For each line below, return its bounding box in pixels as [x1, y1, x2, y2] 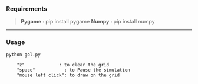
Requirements [6, 5, 48, 13]
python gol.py [6, 52, 41, 58]
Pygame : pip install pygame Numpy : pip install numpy [20, 18, 155, 25]
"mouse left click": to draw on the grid [16, 72, 120, 78]
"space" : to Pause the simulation [16, 67, 131, 73]
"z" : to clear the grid [16, 62, 110, 68]
